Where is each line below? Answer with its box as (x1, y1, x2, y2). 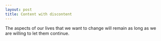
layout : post (5, 7, 32, 12)
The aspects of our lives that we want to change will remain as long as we (5, 25, 157, 31)
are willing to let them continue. (5, 30, 70, 36)
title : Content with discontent (5, 12, 72, 17)
